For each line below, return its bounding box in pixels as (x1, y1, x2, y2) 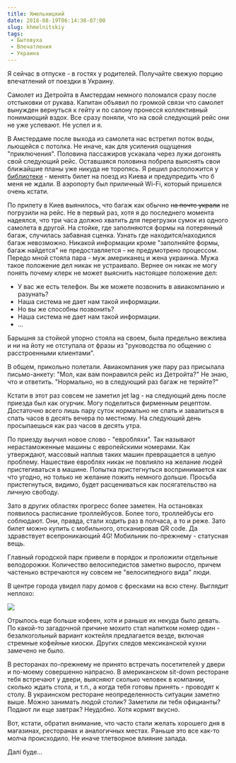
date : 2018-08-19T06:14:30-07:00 (7, 17, 106, 24)
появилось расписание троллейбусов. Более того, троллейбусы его (7, 509, 214, 517)
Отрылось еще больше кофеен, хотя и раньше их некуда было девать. (7, 616, 221, 624)
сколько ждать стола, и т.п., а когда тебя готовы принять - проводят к (7, 682, 220, 691)
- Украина (10, 50, 40, 57)
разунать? (17, 290, 49, 298)
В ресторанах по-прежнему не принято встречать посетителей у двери (7, 660, 225, 668)
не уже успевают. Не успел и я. (7, 120, 102, 129)
